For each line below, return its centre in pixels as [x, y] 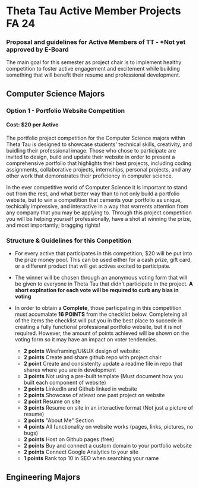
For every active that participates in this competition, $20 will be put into [103, 253]
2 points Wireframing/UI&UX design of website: [82, 351]
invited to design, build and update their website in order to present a [91, 157]
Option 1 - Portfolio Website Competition [66, 110]
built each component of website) [65, 383]
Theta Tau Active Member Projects [94, 11]
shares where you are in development [70, 370]
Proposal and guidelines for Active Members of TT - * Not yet [96, 42]
